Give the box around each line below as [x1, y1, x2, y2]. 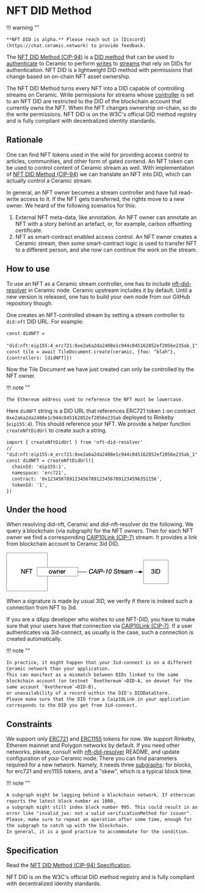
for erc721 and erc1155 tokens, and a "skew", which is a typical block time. [6, 768, 193, 775]
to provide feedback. [90, 42, 146, 49]
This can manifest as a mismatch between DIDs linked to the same [6, 672, 179, 678]
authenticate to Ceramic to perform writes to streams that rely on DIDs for [6, 59, 192, 67]
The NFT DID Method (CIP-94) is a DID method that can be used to [6, 53, 175, 60]
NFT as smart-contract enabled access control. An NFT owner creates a [15, 233, 197, 240]
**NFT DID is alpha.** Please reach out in [6, 36, 119, 43]
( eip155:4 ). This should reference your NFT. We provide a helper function [6, 420, 191, 428]
